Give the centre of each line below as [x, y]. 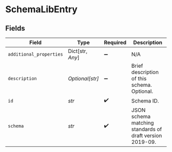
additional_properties [35, 54]
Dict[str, [78, 51]
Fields [15, 28]
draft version [147, 135]
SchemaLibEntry [41, 9]
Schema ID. [145, 100]
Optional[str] [83, 79]
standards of [147, 129]
